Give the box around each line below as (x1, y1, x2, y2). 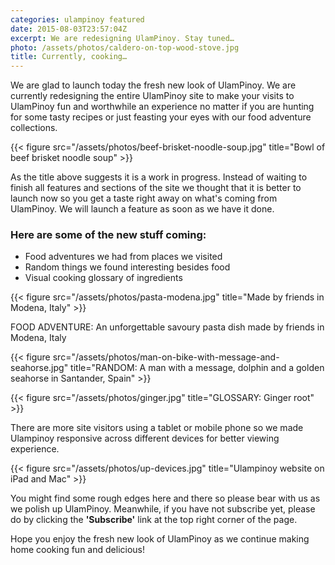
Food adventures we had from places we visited (24, 251, 223, 263)
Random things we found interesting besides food (24, 261, 231, 273)
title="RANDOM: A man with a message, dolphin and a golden (70, 362, 325, 374)
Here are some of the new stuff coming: (10, 228, 207, 242)
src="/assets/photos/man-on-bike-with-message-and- (52, 351, 280, 363)
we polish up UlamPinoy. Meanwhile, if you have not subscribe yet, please (10, 503, 316, 515)
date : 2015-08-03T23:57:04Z (10, 24, 128, 34)
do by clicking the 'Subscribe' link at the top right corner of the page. (10, 514, 298, 526)
